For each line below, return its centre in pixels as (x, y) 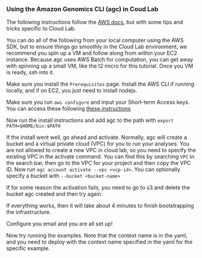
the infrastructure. (29, 212)
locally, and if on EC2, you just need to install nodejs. (72, 91)
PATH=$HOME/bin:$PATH (33, 126)
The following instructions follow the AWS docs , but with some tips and (95, 22)
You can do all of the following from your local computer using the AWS (95, 40)
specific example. (28, 248)
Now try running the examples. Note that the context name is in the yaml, (97, 236)
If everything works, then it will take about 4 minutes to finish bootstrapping (100, 206)
